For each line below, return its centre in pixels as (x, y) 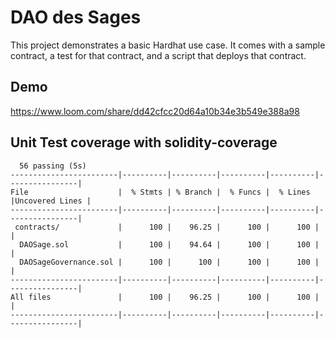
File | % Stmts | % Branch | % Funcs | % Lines (160, 192)
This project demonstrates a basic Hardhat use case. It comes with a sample (168, 45)
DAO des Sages (76, 17)
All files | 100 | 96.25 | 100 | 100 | (165, 297)
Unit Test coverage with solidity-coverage (144, 142)
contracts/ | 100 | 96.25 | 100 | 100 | (167, 227)
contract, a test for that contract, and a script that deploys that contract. (158, 55)
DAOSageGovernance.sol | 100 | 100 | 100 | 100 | (169, 262)
